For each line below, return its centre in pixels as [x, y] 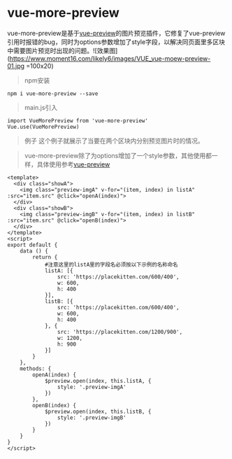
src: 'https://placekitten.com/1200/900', [120, 332]
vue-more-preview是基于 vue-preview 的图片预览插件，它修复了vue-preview [116, 33]
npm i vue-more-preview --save [53, 93]
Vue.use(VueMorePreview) [43, 127]
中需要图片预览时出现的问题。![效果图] [63, 50]
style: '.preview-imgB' [92, 418]
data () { [34, 251]
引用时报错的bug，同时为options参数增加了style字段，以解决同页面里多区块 [116, 42]
